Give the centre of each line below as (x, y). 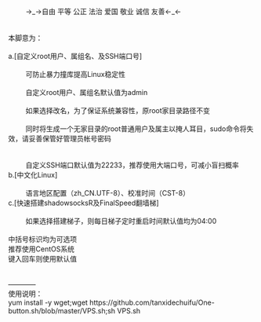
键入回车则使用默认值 (42, 259)
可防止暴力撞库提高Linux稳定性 (75, 74)
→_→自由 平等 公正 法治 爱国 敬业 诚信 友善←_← (103, 11)
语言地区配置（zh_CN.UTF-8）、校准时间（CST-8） (108, 193)
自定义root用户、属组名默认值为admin (87, 92)
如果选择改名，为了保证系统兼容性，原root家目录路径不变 (118, 110)
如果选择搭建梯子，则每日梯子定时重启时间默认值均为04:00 (121, 221)
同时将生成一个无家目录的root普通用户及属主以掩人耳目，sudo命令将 (136, 129)
